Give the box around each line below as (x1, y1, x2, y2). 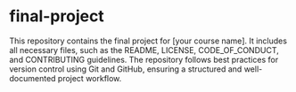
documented (9, 73, 56, 83)
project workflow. (57, 73, 122, 83)
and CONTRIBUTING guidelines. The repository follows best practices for (9, 54, 279, 65)
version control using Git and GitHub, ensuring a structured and (9, 64, 243, 74)
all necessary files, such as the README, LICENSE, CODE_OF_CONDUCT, (9, 44, 279, 55)
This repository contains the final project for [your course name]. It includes (9, 35, 288, 46)
